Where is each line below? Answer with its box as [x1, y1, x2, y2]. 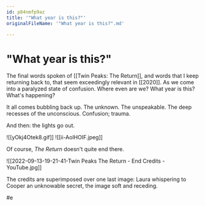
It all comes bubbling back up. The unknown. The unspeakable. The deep [6, 103, 192, 111]
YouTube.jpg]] [6, 164, 42, 171]
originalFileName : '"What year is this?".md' [6, 20, 124, 26]
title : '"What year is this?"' [6, 15, 86, 21]
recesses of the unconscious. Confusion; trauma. [6, 110, 131, 117]
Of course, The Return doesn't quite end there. [6, 145, 124, 153]
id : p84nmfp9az [6, 9, 45, 15]
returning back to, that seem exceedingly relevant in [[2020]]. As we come [6, 79, 195, 86]
